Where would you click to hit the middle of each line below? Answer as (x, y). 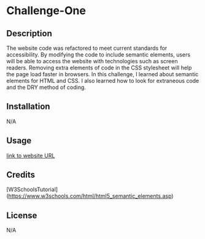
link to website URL (31, 155)
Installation (28, 107)
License (22, 215)
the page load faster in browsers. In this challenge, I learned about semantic (102, 74)
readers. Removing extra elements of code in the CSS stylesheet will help (99, 68)
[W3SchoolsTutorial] (32, 190)
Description (29, 33)
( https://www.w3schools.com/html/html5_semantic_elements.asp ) (90, 196)
